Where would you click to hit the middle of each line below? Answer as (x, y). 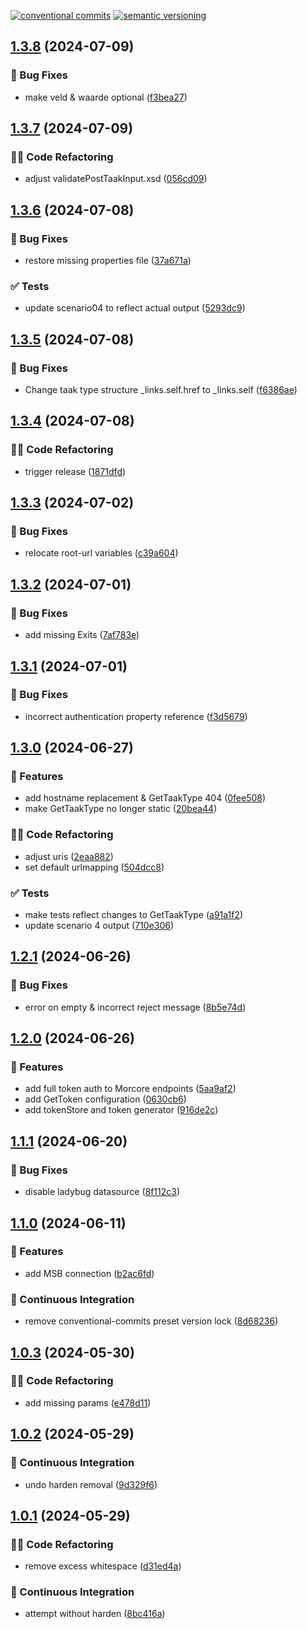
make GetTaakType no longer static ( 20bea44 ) (121, 809)
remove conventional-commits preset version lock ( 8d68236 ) (151, 1321)
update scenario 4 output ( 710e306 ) (99, 926)
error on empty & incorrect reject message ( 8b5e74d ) (135, 1007)
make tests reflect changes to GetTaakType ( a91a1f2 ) (134, 915)
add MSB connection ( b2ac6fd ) (89, 1273)
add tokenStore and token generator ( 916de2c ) (121, 1110)
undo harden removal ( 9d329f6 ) (91, 1484)
